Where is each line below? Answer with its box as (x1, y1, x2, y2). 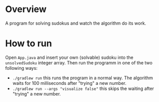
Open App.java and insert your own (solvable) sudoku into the (5, 54, 134, 60)
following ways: (5, 65, 38, 71)
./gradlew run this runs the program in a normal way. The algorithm (12, 74, 153, 81)
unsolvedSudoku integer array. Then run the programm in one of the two (5, 59, 152, 66)
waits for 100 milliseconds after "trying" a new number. (12, 80, 127, 86)
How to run (5, 38, 52, 49)
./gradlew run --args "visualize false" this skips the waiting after (12, 85, 154, 91)
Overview (5, 4, 47, 15)
